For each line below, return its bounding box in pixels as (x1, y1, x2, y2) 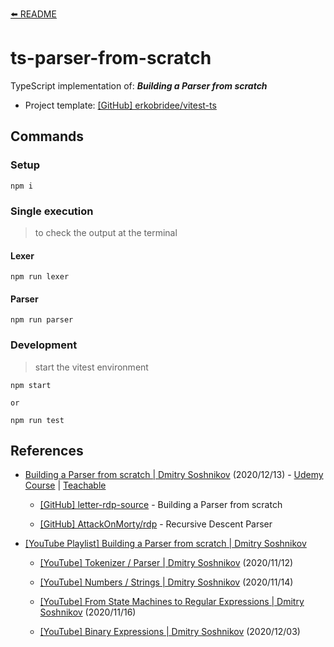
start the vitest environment (34, 361, 149, 373)
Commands (10, 128, 85, 145)
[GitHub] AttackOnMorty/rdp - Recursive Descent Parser (39, 518, 273, 530)
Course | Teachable (24, 479, 107, 492)
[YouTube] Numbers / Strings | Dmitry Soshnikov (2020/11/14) (39, 576, 294, 588)
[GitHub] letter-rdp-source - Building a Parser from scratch (39, 499, 283, 511)
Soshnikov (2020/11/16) (39, 606, 137, 618)
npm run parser (10, 315, 74, 325)
